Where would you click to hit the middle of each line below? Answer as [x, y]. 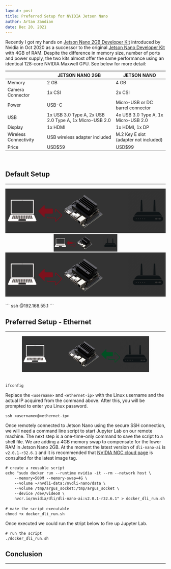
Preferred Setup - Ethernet [48, 322]
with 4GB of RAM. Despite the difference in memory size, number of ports [83, 53]
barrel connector [133, 108]
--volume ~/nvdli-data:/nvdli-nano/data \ [60, 483]
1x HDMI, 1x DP [132, 127]
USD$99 [125, 147]
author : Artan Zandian [29, 21]
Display [15, 127]
